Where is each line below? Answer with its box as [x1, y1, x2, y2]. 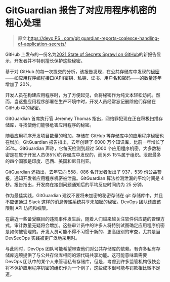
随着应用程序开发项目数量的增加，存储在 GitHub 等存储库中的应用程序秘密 [5, 133, 160, 139]
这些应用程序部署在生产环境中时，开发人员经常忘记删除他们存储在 [18, 98, 156, 104]
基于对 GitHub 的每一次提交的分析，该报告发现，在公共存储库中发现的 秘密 [5, 68, 160, 74]
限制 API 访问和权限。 [5, 205, 51, 211]
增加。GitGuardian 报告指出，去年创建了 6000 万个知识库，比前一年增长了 [9, 139, 165, 145]
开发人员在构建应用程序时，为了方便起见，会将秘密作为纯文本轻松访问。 [5, 92, 156, 98]
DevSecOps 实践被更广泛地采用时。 [5, 235, 80, 241]
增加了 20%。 [5, 81, 34, 87]
